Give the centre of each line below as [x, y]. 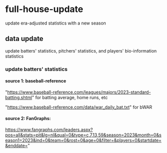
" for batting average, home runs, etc [70, 97]
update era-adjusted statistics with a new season [56, 23]
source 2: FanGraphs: [28, 118]
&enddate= [17, 145]
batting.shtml [19, 97]
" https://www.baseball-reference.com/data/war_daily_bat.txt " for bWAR [79, 107]
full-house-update [44, 9]
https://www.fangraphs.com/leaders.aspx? [49, 130]
